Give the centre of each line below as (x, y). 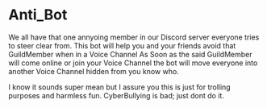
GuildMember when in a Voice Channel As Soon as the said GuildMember (130, 54)
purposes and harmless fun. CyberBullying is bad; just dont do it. (116, 95)
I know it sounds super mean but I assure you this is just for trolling (120, 87)
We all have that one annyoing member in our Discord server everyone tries (134, 37)
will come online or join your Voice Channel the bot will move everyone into (133, 63)
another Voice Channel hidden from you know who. (94, 71)
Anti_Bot (38, 15)
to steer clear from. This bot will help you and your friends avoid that (122, 45)
